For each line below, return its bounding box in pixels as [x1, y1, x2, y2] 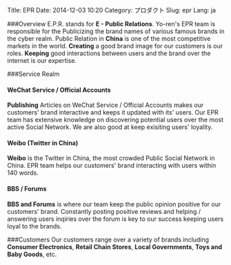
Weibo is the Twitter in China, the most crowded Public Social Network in [7, 154, 215, 162]
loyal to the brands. [7, 222, 62, 230]
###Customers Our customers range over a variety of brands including [7, 235, 209, 244]
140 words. [7, 168, 39, 177]
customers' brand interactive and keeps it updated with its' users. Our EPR [7, 108, 219, 117]
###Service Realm [7, 70, 60, 78]
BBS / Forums [7, 185, 47, 193]
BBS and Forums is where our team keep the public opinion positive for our [7, 199, 221, 208]
